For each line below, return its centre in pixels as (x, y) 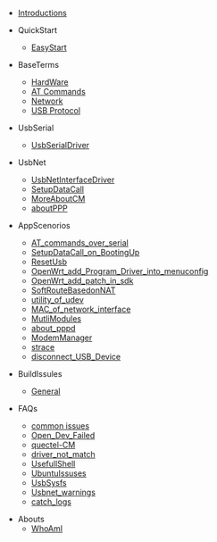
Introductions (42, 13)
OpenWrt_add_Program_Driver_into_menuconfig (120, 271)
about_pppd (53, 328)
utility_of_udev (57, 300)
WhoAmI (47, 529)
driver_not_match (63, 454)
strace (43, 347)
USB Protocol (56, 110)
